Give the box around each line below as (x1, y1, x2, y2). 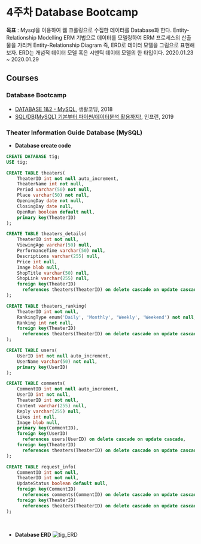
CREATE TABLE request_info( (6, 464, 77, 470)
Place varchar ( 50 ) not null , (17, 193, 90, 199)
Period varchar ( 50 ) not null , (17, 187, 93, 193)
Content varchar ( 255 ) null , (17, 402, 87, 408)
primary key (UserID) (17, 364, 68, 370)
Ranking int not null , (17, 320, 74, 326)
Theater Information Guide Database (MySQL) (6, 128, 143, 137)
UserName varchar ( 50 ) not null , (17, 358, 98, 365)
